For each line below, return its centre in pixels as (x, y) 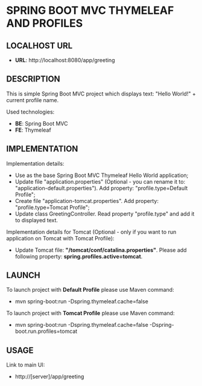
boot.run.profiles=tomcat (46, 331)
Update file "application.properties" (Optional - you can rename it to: (100, 181)
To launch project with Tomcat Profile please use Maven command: (90, 313)
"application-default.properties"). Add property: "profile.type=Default (101, 188)
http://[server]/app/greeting (49, 377)
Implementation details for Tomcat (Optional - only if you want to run (91, 232)
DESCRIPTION (33, 79)
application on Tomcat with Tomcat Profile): (60, 238)
